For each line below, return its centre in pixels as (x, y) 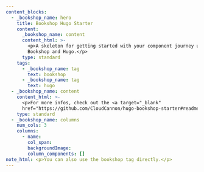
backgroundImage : (49, 148)
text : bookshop (47, 74)
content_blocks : (26, 12)
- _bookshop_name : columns (45, 120)
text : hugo (41, 86)
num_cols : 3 (32, 126)
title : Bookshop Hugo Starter (55, 23)
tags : (24, 63)
